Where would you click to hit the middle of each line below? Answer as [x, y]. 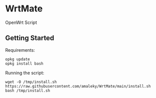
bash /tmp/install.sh [28, 91]
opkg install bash [24, 63]
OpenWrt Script [21, 22]
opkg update [17, 59]
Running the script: [25, 73]
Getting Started [30, 38]
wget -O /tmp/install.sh [31, 82]
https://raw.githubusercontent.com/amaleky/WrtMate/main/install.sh [78, 86]
